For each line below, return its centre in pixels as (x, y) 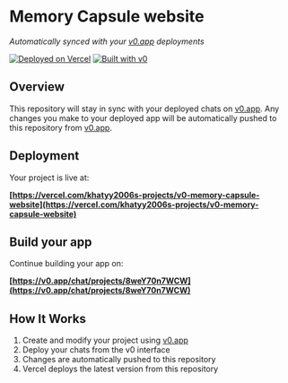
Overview (37, 87)
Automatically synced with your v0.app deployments (107, 41)
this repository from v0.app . (61, 127)
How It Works (48, 319)
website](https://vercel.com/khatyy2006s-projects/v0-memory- (134, 205)
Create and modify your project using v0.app (105, 340)
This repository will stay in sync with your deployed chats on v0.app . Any (144, 109)
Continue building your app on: (66, 264)
